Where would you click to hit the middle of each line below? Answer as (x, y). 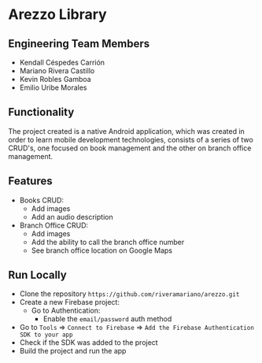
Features (30, 181)
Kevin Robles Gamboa (55, 79)
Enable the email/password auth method (107, 319)
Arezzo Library (58, 15)
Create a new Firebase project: (70, 302)
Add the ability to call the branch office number (108, 242)
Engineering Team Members (79, 44)
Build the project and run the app (73, 351)
